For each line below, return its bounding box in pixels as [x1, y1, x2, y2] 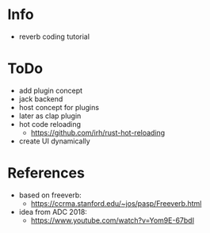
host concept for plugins [18, 102, 100, 112]
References [7, 164, 85, 182]
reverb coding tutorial [18, 32, 90, 41]
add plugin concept [18, 86, 83, 95]
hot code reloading [18, 119, 81, 128]
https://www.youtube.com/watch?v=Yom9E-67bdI [30, 216, 195, 225]
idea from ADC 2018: [18, 207, 88, 216]
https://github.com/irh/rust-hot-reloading [30, 128, 166, 137]
